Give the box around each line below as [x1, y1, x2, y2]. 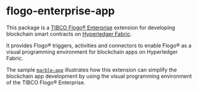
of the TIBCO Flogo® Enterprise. [6, 79, 86, 86]
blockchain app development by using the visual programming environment [6, 72, 193, 79]
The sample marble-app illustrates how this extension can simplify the [6, 66, 178, 73]
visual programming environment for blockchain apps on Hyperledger [6, 48, 178, 55]
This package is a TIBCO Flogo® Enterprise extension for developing [6, 24, 175, 31]
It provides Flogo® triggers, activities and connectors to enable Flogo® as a [6, 42, 192, 49]
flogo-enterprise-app [6, 4, 115, 18]
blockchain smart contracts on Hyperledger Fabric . [6, 30, 132, 37]
